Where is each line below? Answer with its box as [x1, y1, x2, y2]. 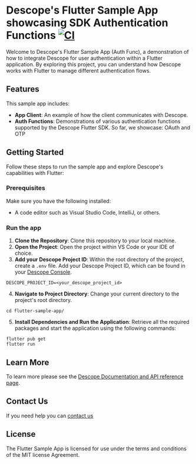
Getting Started [6, 147, 64, 157]
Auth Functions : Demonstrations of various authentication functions [14, 118, 181, 125]
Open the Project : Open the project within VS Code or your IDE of [14, 244, 175, 251]
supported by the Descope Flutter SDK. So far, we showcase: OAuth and [14, 124, 191, 131]
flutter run [6, 341, 35, 348]
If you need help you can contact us [6, 412, 94, 419]
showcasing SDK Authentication [6, 16, 169, 30]
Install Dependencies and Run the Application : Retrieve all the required [14, 319, 190, 326]
